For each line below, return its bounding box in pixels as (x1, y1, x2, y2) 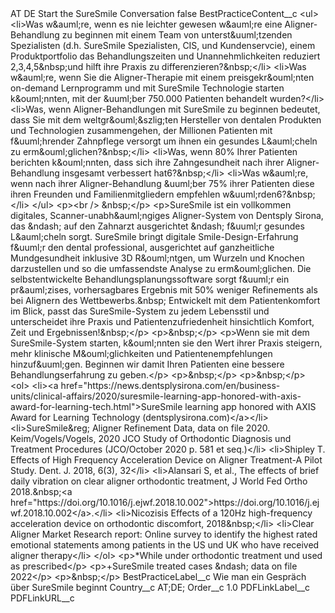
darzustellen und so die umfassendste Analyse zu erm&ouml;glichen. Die (10, 263, 312, 274)
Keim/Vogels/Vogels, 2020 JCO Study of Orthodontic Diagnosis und (10, 433, 292, 444)
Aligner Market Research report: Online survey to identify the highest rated (10, 528, 318, 540)
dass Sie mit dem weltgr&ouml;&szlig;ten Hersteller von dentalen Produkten (10, 114, 322, 126)
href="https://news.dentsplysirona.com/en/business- (60, 380, 281, 391)
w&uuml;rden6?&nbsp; (222, 188, 316, 200)
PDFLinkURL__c (10, 592, 75, 604)
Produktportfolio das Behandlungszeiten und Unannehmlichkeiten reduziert (10, 50, 321, 62)
